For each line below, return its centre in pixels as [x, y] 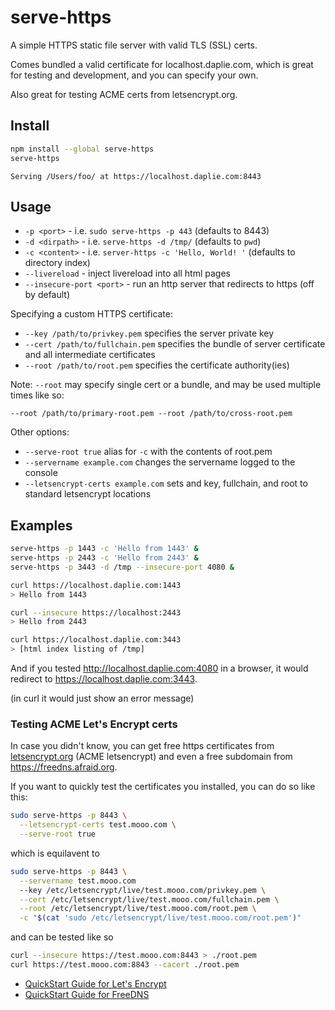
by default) [47, 295]
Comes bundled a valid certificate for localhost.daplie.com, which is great [162, 64]
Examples [41, 525]
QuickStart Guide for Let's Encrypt [95, 983]
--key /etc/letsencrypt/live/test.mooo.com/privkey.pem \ [143, 890]
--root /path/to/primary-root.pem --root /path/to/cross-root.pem [151, 414]
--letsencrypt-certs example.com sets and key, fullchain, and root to [166, 483]
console [41, 473]
